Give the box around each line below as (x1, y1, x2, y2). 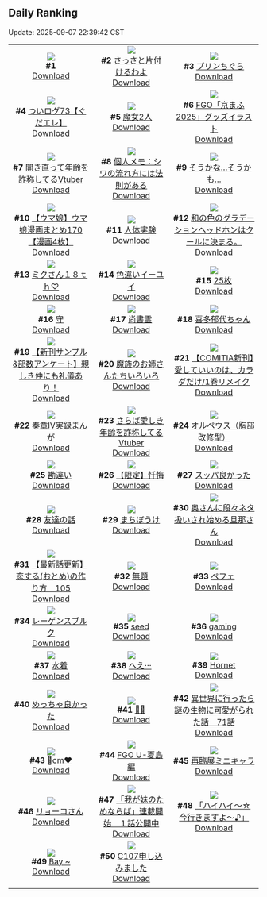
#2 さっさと (100, 55, 146, 66)
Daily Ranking (8, 6, 78, 20)
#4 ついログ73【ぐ (15, 105, 87, 116)
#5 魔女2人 (110, 111, 153, 122)
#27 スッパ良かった (177, 469, 251, 480)
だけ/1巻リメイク (186, 376, 250, 387)
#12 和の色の (173, 212, 223, 223)
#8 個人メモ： (100, 156, 154, 167)
